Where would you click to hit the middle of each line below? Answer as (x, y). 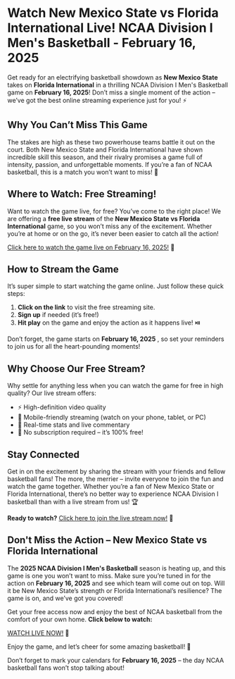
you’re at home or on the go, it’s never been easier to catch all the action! (113, 233)
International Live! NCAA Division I (110, 28)
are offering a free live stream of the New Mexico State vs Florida (104, 218)
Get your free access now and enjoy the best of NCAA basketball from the (115, 611)
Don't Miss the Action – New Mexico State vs (107, 540)
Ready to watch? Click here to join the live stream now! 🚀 (90, 518)
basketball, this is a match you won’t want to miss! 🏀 (83, 172)
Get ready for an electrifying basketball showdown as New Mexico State (113, 77)
